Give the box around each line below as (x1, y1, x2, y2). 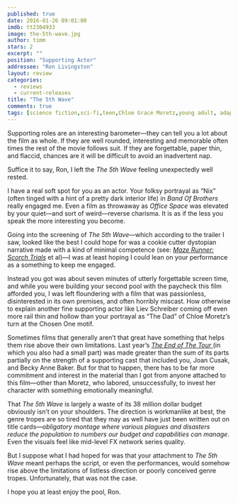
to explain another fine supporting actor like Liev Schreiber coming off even (7, 304, 228, 313)
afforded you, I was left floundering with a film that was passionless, (7, 289, 207, 298)
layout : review (7, 70, 52, 77)
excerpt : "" (7, 50, 42, 57)
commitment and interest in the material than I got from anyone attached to (7, 370, 227, 380)
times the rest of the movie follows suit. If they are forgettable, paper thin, (7, 143, 222, 153)
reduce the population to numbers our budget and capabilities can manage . (7, 430, 230, 438)
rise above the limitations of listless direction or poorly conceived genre (7, 466, 217, 475)
